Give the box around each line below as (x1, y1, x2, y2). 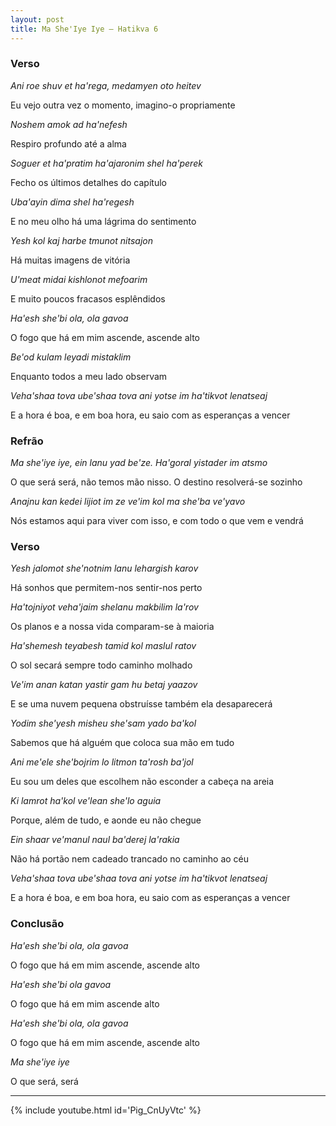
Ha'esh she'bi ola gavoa (10, 978, 112, 990)
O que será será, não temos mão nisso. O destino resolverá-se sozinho (10, 476, 303, 488)
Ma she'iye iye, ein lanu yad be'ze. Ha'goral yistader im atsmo (10, 457, 268, 469)
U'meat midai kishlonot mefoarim (10, 273, 148, 285)
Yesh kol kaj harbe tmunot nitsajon (10, 234, 153, 246)
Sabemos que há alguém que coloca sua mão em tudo (10, 737, 235, 749)
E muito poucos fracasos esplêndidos (10, 292, 166, 305)
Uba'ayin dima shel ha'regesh (10, 196, 135, 208)
